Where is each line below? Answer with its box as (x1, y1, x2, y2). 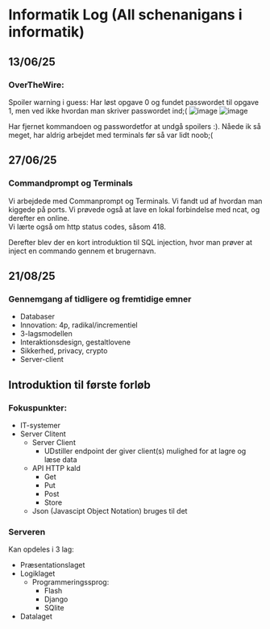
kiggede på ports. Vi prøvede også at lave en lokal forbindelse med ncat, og (8, 204, 260, 215)
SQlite (44, 603, 64, 613)
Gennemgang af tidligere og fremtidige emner (8, 293, 192, 304)
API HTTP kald (31, 463, 81, 473)
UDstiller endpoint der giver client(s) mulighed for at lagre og (44, 446, 247, 456)
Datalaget (19, 611, 52, 622)
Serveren (8, 526, 46, 537)
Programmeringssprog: (31, 577, 110, 587)
